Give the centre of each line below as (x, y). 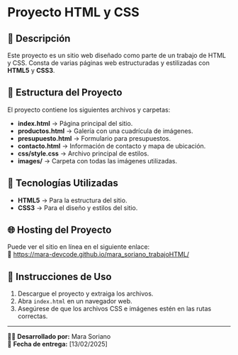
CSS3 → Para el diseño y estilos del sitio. (78, 208)
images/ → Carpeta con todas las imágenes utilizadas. (97, 161)
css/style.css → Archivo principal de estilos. (83, 153)
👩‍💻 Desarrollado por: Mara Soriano (59, 337)
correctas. (33, 316)
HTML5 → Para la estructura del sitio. (72, 200)
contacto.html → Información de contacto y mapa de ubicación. (112, 146)
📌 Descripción (39, 39)
